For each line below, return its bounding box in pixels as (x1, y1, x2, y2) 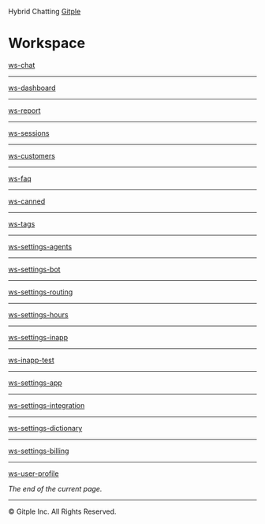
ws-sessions (8, 128, 50, 137)
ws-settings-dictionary (8, 423, 83, 432)
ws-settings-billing (8, 446, 69, 455)
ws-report (8, 106, 41, 115)
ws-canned (8, 196, 46, 206)
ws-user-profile (8, 469, 59, 478)
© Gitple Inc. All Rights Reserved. (8, 507, 117, 516)
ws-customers (8, 151, 55, 160)
